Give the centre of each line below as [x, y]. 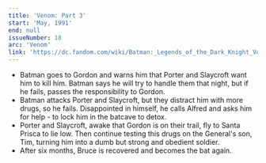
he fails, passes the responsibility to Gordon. [92, 91]
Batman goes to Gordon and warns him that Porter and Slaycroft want [133, 75]
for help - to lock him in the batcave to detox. [93, 117]
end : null [25, 30]
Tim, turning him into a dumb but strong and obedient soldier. [120, 142]
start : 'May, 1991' [40, 23]
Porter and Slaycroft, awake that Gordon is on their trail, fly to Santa [130, 125]
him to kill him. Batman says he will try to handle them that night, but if [134, 83]
